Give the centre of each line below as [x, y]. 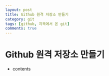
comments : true [21, 28]
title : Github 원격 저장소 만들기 [37, 14]
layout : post [19, 10]
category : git [20, 19]
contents [21, 69]
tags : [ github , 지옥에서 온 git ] [37, 24]
